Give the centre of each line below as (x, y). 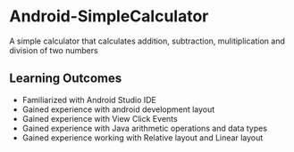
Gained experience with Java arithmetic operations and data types (145, 128)
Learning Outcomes (66, 79)
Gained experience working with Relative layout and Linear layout (143, 137)
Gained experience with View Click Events (100, 118)
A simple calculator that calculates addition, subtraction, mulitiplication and (147, 41)
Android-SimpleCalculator (109, 16)
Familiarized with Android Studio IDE (89, 100)
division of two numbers (54, 50)
